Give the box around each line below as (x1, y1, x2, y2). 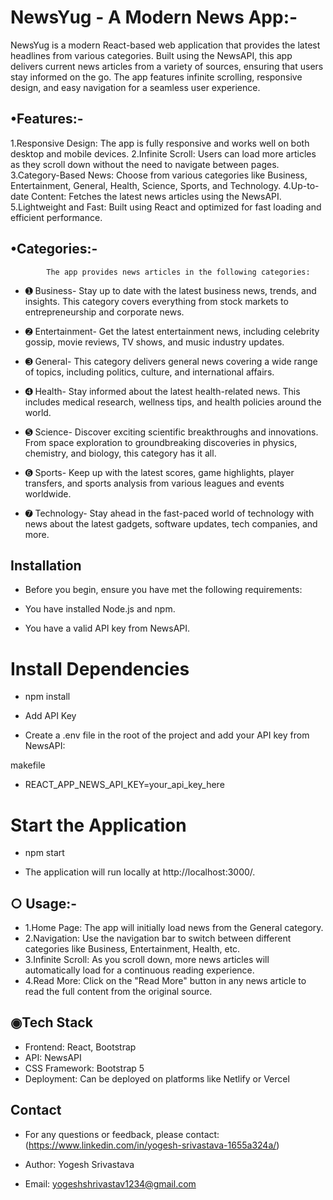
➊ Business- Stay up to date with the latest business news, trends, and (24, 284, 317, 296)
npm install (24, 691, 71, 703)
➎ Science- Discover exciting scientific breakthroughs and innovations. (24, 426, 319, 438)
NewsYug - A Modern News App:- (10, 6, 298, 29)
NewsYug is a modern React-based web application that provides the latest (10, 39, 321, 51)
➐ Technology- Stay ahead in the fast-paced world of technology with (24, 507, 315, 519)
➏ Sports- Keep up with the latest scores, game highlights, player (24, 466, 295, 478)
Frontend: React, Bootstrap (24, 1041, 137, 1053)
